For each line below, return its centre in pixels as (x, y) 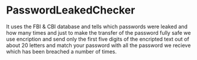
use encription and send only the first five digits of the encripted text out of (98, 39)
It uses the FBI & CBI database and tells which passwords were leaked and (97, 26)
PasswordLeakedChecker (71, 10)
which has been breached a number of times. (62, 51)
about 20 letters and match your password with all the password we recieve (98, 45)
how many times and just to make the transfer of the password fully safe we (98, 32)
